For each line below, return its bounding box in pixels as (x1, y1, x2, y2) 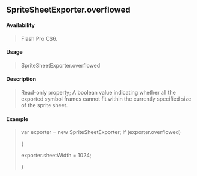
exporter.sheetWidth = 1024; (20, 152, 92, 159)
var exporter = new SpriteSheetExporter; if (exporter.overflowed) (20, 129, 181, 136)
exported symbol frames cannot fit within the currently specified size (20, 95, 192, 102)
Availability (6, 21, 35, 29)
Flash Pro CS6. (20, 35, 58, 42)
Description (6, 75, 37, 83)
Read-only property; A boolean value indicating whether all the (20, 89, 177, 96)
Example (6, 115, 29, 122)
